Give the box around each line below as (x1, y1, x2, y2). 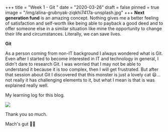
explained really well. (5, 82, 49, 88)
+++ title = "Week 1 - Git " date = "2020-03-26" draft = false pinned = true (5, 5, 159, 10)
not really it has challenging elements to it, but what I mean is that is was (5, 77, 155, 83)
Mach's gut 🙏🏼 (5, 121, 36, 127)
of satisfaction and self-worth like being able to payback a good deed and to (5, 20, 163, 26)
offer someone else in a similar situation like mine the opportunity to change (5, 26, 162, 32)
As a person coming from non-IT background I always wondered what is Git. (5, 50, 163, 56)
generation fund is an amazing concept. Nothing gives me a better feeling (5, 15, 159, 21)
